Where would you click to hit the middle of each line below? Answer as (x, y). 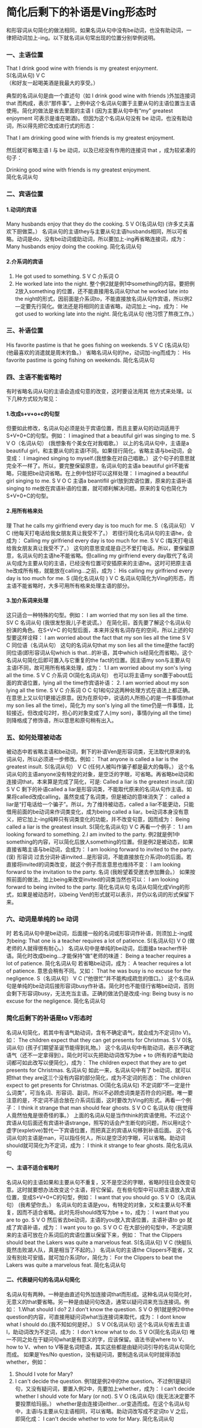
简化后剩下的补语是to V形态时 (49, 1018)
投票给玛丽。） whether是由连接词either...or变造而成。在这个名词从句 (105, 1404)
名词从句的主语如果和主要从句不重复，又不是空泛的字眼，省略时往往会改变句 (101, 1182)
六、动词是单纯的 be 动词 (42, 919)
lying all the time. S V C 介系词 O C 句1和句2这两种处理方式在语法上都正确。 (100, 690)
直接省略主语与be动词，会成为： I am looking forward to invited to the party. (100, 850)
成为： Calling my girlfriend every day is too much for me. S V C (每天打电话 (100, 540)
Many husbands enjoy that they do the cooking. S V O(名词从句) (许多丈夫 (98, 224)
